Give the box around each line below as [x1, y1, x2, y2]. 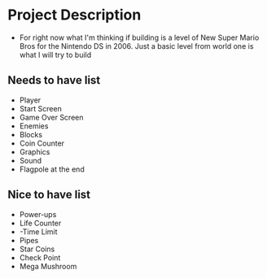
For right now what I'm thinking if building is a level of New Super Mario [19, 33, 260, 42]
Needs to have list [7, 73, 101, 87]
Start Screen [19, 103, 62, 113]
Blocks [19, 129, 42, 139]
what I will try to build [19, 50, 92, 59]
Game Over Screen [19, 112, 84, 122]
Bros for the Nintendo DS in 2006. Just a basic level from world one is [19, 41, 254, 50]
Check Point [19, 252, 61, 262]
